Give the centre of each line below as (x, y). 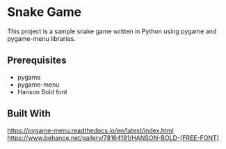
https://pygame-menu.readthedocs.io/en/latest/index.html (90, 130)
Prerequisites (37, 61)
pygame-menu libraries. (41, 38)
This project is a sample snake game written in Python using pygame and (112, 31)
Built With (29, 114)
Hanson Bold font (42, 91)
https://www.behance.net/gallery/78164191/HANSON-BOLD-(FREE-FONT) (113, 138)
